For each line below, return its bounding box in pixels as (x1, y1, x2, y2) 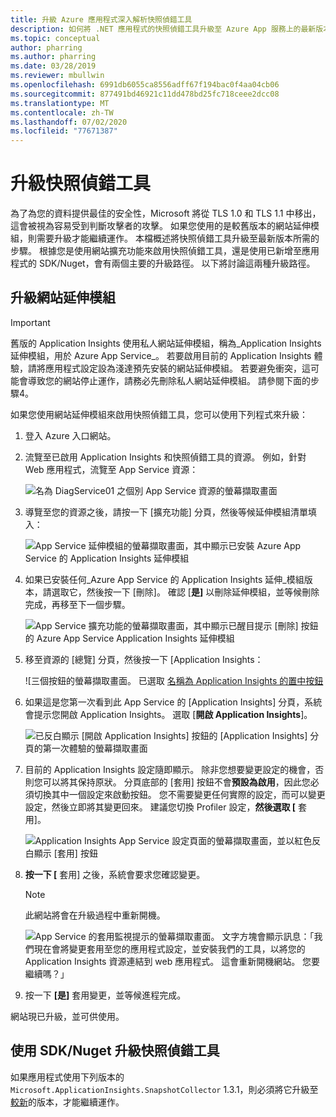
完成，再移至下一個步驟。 (24, 598, 131, 610)
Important (10, 316, 51, 328)
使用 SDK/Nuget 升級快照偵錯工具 (10, 1042, 220, 1060)
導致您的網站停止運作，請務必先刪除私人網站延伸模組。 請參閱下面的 (27, 374, 311, 386)
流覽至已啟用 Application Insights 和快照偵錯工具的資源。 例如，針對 (24, 451, 307, 463)
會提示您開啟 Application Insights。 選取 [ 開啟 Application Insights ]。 (24, 708, 313, 720)
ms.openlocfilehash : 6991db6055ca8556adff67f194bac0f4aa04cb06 (10, 80, 280, 90)
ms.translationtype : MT (10, 98, 110, 108)
